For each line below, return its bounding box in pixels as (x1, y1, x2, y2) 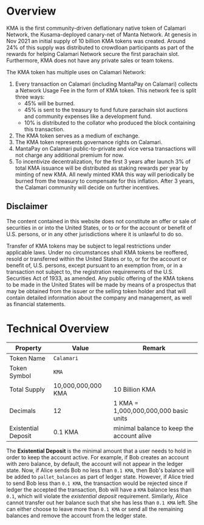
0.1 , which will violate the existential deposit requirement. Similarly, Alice (6, 492, 188, 499)
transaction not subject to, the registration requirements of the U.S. (6, 268, 174, 275)
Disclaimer (6, 201, 48, 212)
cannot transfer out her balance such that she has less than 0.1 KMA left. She (6, 499, 198, 506)
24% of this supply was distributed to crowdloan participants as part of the (6, 44, 194, 51)
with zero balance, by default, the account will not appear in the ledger (6, 460, 183, 467)
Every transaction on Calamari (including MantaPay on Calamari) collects (15, 80, 198, 88)
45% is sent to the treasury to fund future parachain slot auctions (24, 106, 188, 113)
